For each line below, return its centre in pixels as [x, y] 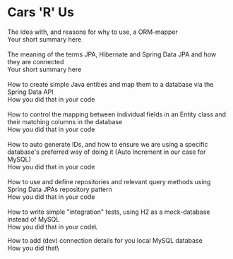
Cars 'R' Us [41, 12]
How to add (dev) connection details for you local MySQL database [105, 240]
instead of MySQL [34, 219]
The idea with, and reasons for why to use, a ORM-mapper [92, 32]
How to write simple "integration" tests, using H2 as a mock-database [109, 212]
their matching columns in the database [65, 121]
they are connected [36, 61]
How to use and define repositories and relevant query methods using [109, 181]
